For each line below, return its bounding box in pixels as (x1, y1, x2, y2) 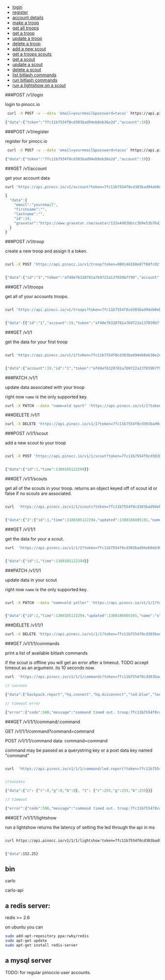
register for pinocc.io (5, 138, 48, 144)
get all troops (12, 25, 39, 31)
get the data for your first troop (5, 339, 68, 345)
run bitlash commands (12, 77, 57, 83)
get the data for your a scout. (5, 536, 64, 542)
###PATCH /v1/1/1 (5, 567, 41, 573)
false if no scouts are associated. (5, 490, 72, 496)
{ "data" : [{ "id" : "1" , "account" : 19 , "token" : (5, 320, 93, 326)
